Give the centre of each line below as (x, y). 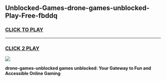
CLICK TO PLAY (24, 30)
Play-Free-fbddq (31, 16)
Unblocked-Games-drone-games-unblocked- (77, 8)
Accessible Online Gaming (33, 73)
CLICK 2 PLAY (22, 48)
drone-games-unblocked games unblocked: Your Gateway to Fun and (78, 68)
